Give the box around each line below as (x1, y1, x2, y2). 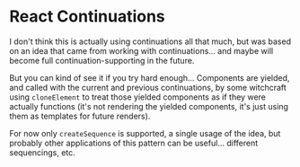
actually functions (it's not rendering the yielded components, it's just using (9, 101, 289, 111)
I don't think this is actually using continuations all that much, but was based (9, 36, 292, 47)
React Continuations (9, 6, 166, 27)
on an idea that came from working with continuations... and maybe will (9, 45, 274, 56)
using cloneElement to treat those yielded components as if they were (9, 92, 267, 102)
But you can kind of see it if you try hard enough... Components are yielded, (9, 72, 290, 83)
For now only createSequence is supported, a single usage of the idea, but (9, 127, 281, 138)
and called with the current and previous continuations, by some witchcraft (9, 82, 287, 92)
